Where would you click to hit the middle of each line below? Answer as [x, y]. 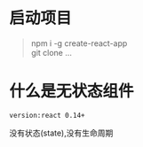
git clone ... [52, 52]
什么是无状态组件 [72, 92]
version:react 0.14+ [48, 115]
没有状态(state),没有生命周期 [61, 133]
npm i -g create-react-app [79, 43]
